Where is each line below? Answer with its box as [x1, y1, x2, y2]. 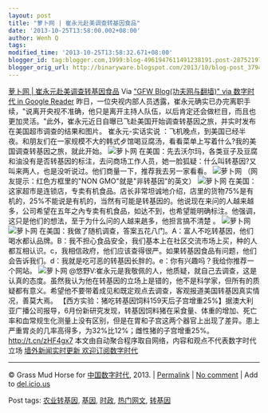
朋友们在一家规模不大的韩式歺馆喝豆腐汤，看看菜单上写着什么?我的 [29, 136, 250, 146]
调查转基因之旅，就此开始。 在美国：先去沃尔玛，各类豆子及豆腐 [14, 146, 258, 155]
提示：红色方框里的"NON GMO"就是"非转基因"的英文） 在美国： [14, 176, 257, 186]
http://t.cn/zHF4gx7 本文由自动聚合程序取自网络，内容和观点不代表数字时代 [8, 336, 257, 345]
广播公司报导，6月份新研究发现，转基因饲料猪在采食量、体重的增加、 [14, 305, 243, 315]
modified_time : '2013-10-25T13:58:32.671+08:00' [8, 49, 173, 57]
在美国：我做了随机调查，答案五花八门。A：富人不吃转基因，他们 [38, 226, 254, 235]
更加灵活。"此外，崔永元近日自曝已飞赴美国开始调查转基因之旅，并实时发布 [8, 116, 257, 126]
